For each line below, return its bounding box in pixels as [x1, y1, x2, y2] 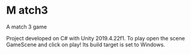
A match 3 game [6, 23, 47, 30]
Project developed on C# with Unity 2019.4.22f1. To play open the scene [6, 34, 185, 42]
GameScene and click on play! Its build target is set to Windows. [6, 41, 165, 48]
